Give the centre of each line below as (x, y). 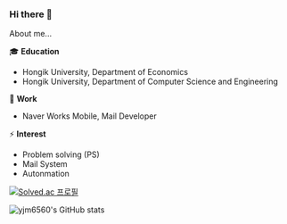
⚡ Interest (28, 134)
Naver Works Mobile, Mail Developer (90, 116)
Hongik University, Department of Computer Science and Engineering (150, 82)
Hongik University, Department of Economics (105, 72)
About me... (30, 34)
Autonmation (45, 174)
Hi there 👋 (31, 14)
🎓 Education (34, 52)
